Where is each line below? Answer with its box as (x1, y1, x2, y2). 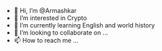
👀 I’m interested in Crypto (13, 14, 87, 22)
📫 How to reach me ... (13, 37, 79, 44)
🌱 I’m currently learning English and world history (13, 21, 155, 29)
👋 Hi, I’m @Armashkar (13, 7, 77, 14)
